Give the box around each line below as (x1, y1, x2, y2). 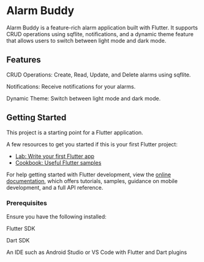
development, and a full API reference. (6, 184, 104, 191)
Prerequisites (6, 199, 47, 208)
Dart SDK (6, 236, 30, 244)
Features (6, 54, 41, 65)
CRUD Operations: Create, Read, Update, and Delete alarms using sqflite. (6, 71, 191, 78)
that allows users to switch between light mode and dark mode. (6, 37, 167, 44)
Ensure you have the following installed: (6, 212, 107, 220)
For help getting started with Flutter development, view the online (6, 171, 172, 178)
